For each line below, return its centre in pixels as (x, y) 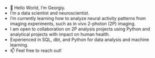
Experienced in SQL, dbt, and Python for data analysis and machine (79, 39)
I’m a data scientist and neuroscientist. (49, 13)
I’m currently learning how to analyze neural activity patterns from (78, 18)
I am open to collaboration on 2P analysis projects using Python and (80, 29)
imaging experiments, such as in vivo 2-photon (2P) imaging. (73, 23)
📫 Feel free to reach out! (36, 50)
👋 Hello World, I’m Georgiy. (38, 8)
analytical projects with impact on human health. (60, 34)
